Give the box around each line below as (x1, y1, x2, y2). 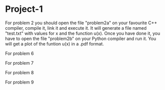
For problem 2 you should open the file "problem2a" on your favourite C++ (5, 20, 157, 26)
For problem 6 (5, 50, 34, 56)
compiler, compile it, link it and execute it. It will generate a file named (5, 25, 147, 31)
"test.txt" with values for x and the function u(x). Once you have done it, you (5, 30, 161, 36)
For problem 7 (5, 60, 34, 66)
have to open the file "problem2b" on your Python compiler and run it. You (5, 36, 157, 42)
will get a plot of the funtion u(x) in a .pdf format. (5, 41, 104, 46)
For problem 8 (5, 69, 34, 75)
